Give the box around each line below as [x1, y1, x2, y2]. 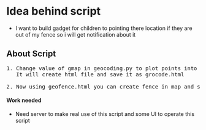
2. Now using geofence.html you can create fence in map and [6, 83, 194, 90]
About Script [6, 49, 56, 59]
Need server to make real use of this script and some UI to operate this [15, 110, 195, 117]
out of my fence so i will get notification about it [15, 31, 136, 38]
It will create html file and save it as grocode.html [16, 71, 185, 78]
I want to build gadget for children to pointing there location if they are [15, 24, 193, 32]
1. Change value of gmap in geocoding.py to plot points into [6, 65, 197, 71]
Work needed [6, 96, 42, 104]
